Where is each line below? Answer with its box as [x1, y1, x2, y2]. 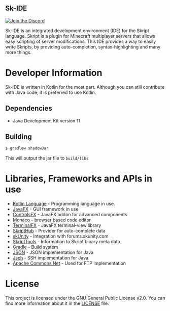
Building [5, 132, 32, 141]
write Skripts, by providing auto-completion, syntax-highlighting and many [5, 43, 161, 50]
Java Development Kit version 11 [12, 117, 80, 124]
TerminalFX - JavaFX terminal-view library [12, 222, 101, 228]
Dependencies [5, 104, 52, 113]
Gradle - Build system [12, 244, 58, 250]
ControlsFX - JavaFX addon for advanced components [12, 212, 127, 218]
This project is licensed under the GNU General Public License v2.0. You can [5, 295, 165, 301]
